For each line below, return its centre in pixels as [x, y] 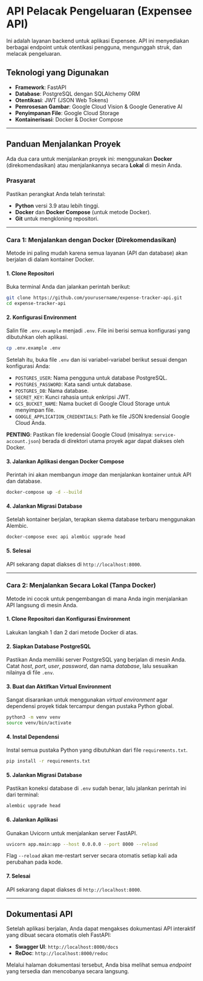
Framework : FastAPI [40, 87]
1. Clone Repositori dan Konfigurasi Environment [68, 619]
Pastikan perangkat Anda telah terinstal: [56, 194]
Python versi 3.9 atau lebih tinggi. [57, 205]
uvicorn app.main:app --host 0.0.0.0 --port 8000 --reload [82, 844]
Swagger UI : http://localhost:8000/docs [67, 947]
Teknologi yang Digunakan [58, 73]
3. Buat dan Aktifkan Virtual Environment [59, 686]
